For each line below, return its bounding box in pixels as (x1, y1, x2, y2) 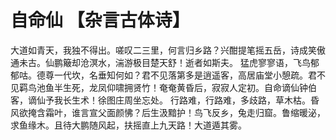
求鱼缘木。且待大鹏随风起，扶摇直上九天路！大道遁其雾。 (10, 119, 247, 131)
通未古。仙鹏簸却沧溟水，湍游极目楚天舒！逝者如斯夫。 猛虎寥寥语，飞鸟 (10, 56, 311, 68)
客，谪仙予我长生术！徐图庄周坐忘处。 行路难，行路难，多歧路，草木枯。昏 (10, 94, 320, 106)
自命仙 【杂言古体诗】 (10, 9, 190, 32)
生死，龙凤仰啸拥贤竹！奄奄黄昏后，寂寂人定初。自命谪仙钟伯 (62, 81, 317, 93)
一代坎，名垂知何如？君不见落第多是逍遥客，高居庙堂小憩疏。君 (53, 69, 317, 81)
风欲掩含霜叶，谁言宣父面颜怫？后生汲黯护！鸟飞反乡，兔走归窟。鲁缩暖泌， (10, 106, 326, 118)
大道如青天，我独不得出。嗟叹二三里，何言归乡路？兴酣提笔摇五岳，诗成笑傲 (10, 44, 326, 56)
